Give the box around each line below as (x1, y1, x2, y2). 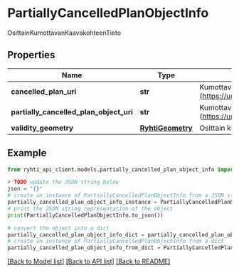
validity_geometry (11, 123, 73, 133)
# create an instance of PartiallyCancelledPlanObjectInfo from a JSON (7, 192, 224, 200)
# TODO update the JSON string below (7, 179, 119, 186)
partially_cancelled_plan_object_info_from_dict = (7, 244, 161, 251)
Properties (7, 49, 55, 61)
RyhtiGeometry (139, 123, 193, 133)
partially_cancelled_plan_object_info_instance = (7, 199, 158, 206)
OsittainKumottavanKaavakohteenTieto (7, 28, 122, 37)
